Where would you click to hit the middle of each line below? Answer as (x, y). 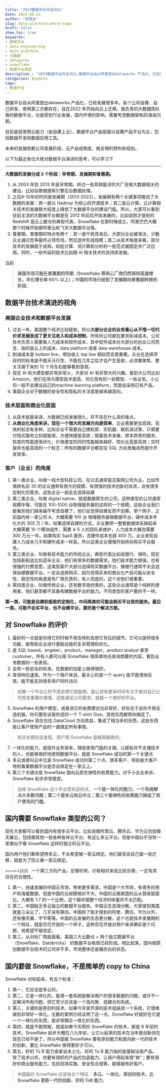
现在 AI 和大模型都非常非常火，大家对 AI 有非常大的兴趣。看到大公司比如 (86, 373)
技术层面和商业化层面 (30, 406)
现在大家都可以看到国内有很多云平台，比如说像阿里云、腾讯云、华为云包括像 (83, 831)
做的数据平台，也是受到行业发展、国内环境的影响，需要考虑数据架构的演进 (81, 115)
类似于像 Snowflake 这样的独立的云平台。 (51, 843)
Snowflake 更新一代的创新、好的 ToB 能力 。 (62, 1081)
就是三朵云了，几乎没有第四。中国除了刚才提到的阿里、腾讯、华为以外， (86, 912)
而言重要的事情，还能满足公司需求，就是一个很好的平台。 (80, 698)
